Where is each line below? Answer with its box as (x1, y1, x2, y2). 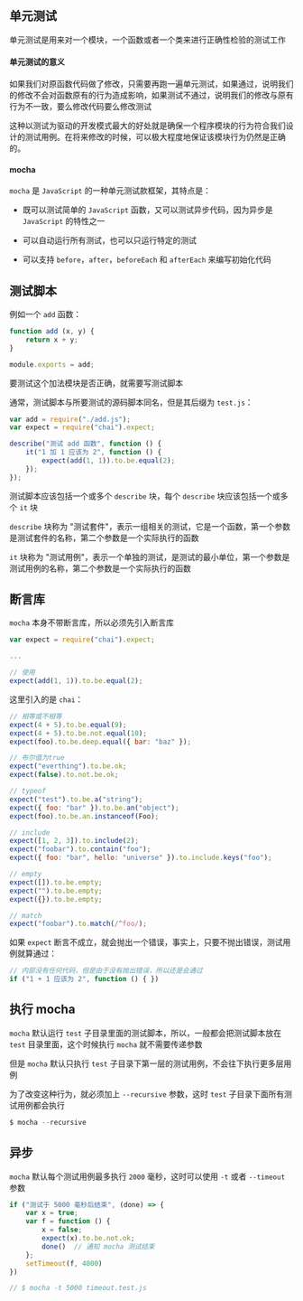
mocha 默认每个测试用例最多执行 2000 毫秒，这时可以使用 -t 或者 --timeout (9, 1171, 286, 1182)
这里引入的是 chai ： (9, 694, 84, 705)
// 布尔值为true (9, 753, 65, 763)
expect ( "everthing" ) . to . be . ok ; (9, 762, 127, 771)
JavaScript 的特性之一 (22, 216, 106, 227)
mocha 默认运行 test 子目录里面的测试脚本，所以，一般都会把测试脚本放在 (9, 1027, 282, 1038)
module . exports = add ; (9, 360, 95, 369)
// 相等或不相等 (9, 712, 62, 721)
